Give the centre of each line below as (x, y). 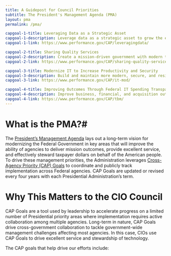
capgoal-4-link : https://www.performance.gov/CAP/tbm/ (65, 99)
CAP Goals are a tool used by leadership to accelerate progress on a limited (84, 211)
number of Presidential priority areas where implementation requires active (84, 216)
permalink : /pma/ (24, 24)
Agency (13, 165)
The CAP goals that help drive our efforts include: (57, 248)
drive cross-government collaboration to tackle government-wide (74, 227)
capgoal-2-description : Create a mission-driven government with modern (84, 57)
